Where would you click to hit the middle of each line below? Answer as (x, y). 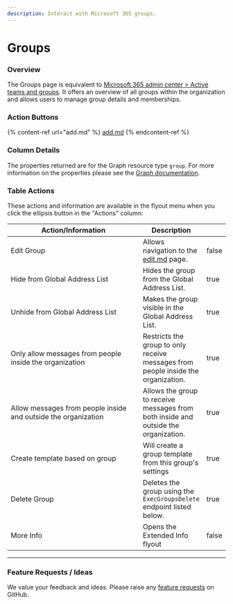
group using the (168, 491)
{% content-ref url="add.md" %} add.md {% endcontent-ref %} (98, 132)
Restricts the (163, 336)
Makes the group (170, 299)
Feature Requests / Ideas (50, 572)
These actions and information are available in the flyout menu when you (111, 206)
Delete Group (32, 499)
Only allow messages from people (66, 354)
